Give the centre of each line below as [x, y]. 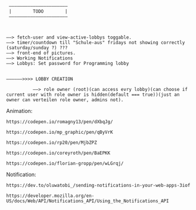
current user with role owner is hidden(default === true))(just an [93, 95]
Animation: [19, 111]
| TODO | [38, 11]
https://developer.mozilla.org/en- [50, 196]
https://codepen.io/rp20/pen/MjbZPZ [52, 143]
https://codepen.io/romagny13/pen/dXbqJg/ [60, 122]
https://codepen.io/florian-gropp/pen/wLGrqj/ [65, 164]
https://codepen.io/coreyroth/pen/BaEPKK [58, 153]
